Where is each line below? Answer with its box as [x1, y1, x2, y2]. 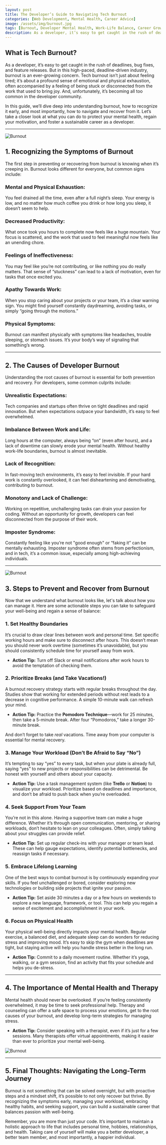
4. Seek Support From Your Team [5, 804, 86, 811]
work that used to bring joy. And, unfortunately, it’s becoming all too [5, 88, 143, 94]
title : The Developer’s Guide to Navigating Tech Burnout [5, 12, 127, 17]
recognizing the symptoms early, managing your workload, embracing [5, 1098, 148, 1104]
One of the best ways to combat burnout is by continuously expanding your [5, 874, 159, 880]
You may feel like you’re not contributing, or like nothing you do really [5, 263, 146, 269]
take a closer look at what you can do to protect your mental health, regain [5, 114, 157, 120]
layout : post [5, 7, 32, 12]
